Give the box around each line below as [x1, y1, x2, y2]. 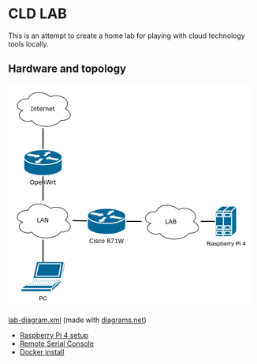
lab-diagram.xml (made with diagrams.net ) [8, 315, 147, 325]
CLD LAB [8, 5, 67, 23]
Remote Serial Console [19, 339, 95, 348]
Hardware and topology [8, 62, 127, 76]
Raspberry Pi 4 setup [19, 330, 89, 340]
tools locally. [8, 39, 49, 48]
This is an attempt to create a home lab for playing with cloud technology [8, 31, 246, 40]
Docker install [19, 347, 65, 356]
